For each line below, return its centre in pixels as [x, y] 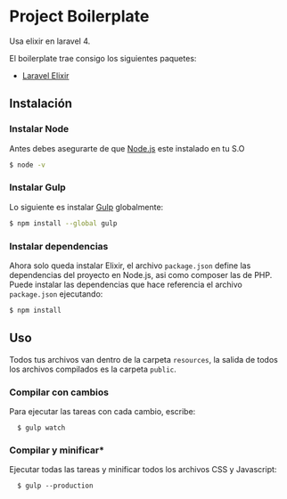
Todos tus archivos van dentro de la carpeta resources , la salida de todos [143, 359]
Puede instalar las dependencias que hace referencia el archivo [126, 284]
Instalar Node [39, 129]
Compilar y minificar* [57, 450]
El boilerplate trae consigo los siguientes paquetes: [103, 58]
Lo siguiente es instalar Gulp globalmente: [86, 207]
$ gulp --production [55, 486]
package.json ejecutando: [56, 294]
